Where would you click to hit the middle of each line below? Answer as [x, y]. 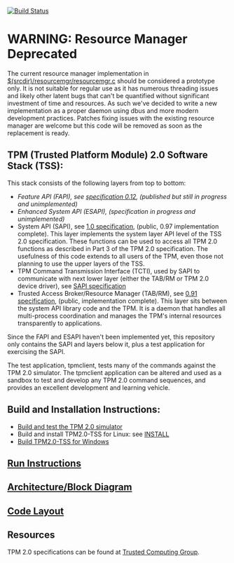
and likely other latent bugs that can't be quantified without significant [108, 95]
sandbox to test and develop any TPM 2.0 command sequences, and [106, 380]
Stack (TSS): [35, 166]
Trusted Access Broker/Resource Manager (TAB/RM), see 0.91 [107, 293]
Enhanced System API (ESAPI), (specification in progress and [106, 211]
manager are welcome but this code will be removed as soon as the [105, 126]
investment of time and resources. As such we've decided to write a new [112, 103]
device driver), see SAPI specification [71, 286]
